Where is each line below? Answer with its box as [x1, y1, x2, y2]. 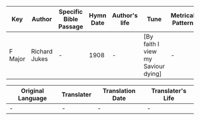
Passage [58, 23, 83, 30]
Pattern [171, 19, 193, 27]
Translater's [151, 87, 186, 94]
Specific [58, 8, 83, 15]
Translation [102, 87, 136, 94]
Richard [30, 48, 53, 55]
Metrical [170, 11, 195, 20]
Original [20, 87, 45, 94]
